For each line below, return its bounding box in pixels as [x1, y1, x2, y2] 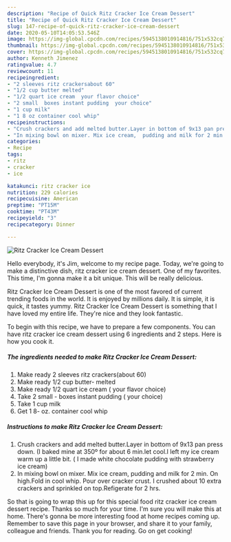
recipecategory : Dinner [7, 221, 76, 228]
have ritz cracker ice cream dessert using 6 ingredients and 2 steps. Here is [7, 330, 222, 338]
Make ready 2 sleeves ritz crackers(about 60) [16, 370, 146, 379]
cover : [7, 49, 26, 56]
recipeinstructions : [7, 118, 67, 126]
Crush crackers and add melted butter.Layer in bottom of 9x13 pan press [16, 440, 223, 448]
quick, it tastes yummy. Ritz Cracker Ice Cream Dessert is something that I [7, 302, 217, 310]
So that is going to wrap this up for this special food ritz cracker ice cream [7, 497, 217, 505]
